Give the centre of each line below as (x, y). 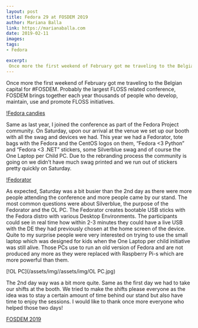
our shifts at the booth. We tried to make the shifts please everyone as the (96, 289)
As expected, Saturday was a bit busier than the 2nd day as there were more (99, 191)
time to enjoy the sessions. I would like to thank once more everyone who (95, 302)
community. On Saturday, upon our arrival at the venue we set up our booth (98, 131)
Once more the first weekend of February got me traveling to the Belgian (94, 82)
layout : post (22, 11)
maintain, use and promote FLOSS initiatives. (60, 101)
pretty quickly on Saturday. (39, 168)
